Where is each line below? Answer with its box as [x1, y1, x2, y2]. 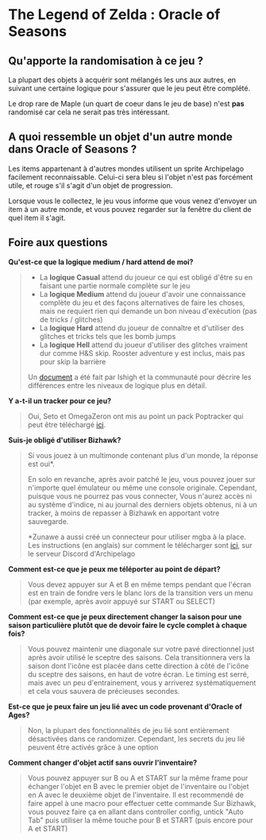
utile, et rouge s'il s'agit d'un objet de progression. [8, 180, 173, 190]
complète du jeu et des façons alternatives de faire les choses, [39, 298, 245, 307]
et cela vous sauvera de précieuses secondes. [27, 686, 180, 696]
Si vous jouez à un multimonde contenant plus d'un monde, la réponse [27, 450, 259, 460]
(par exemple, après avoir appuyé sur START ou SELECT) [27, 596, 216, 606]
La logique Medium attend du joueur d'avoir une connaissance [39, 289, 246, 299]
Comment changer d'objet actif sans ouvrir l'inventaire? [8, 757, 198, 767]
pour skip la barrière [39, 356, 106, 366]
